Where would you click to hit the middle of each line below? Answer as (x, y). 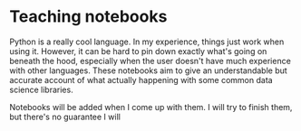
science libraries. (42, 89)
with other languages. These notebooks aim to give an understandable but (148, 70)
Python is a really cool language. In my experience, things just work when (147, 42)
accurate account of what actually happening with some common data (141, 80)
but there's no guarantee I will (65, 117)
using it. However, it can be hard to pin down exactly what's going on (138, 51)
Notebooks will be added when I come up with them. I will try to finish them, (151, 107)
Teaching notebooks (88, 17)
